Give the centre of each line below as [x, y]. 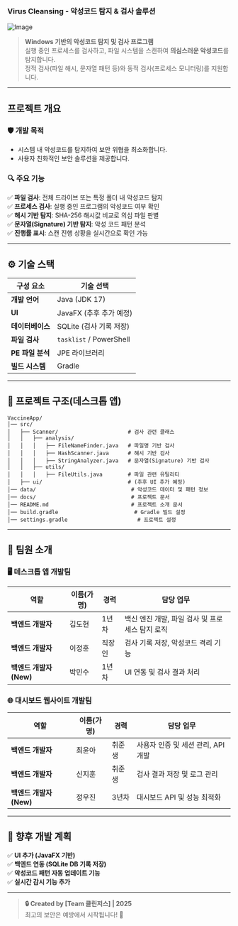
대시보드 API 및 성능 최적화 [178, 797]
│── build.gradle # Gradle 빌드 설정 [96, 512]
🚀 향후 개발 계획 [40, 837]
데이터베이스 [31, 327]
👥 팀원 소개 [30, 550]
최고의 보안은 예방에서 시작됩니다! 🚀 [74, 915]
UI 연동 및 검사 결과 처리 [162, 672]
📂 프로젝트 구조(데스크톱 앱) [64, 402]
